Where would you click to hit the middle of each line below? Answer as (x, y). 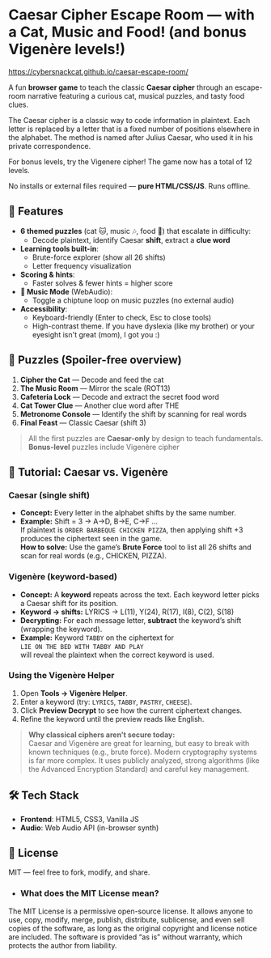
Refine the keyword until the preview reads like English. (112, 718)
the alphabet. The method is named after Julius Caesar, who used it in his (131, 137)
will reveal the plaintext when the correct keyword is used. (117, 655)
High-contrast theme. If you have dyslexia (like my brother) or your (143, 326)
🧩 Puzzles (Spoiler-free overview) (95, 360)
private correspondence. (50, 146)
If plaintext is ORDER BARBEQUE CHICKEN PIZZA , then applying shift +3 (131, 530)
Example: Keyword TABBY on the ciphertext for (97, 638)
